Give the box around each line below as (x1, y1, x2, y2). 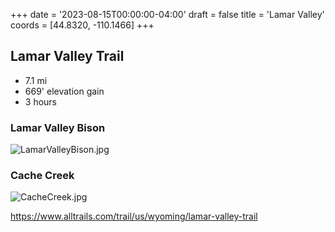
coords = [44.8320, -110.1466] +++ (10, 19, 155, 31)
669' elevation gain (24, 85, 105, 97)
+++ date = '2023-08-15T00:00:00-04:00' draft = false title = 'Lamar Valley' (10, 9, 325, 20)
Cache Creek (10, 169, 75, 183)
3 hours (24, 95, 57, 108)
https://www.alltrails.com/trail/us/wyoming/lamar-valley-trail (10, 210, 258, 223)
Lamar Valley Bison (10, 120, 106, 134)
